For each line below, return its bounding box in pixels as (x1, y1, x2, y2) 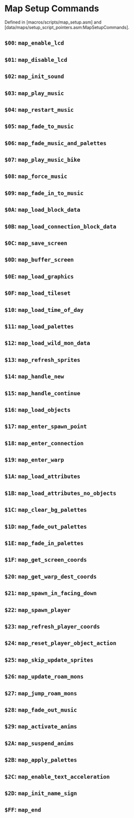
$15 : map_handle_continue (4, 388, 81, 397)
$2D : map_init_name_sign (4, 789, 77, 797)
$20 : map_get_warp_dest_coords (4, 572, 97, 580)
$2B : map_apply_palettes (4, 756, 77, 764)
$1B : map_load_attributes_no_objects (4, 488, 116, 497)
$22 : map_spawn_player (4, 605, 71, 613)
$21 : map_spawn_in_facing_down (4, 589, 97, 597)
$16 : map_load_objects (4, 405, 71, 413)
